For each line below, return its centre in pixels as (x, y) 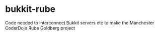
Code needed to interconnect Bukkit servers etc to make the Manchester (80, 23)
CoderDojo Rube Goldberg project (40, 28)
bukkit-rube (30, 9)
